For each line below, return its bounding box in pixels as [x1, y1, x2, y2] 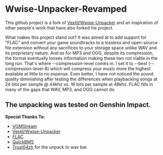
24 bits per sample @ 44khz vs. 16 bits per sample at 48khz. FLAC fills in [5, 81, 154, 87]
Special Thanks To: [5, 114, 45, 120]
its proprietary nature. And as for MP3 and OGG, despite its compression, [5, 50, 154, 56]
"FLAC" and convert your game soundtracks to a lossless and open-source [5, 39, 158, 45]
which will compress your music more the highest [50, 65, 151, 72]
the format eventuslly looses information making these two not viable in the [5, 55, 158, 61]
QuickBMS [12, 139, 34, 145]
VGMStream [12, 123, 37, 129]
